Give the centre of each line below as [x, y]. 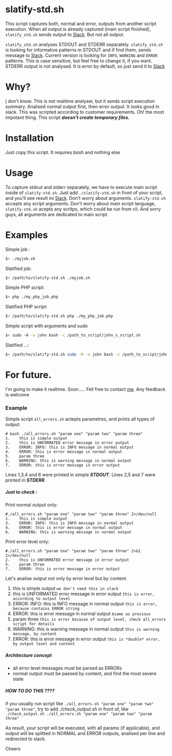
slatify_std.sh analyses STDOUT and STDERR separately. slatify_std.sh [84, 44]
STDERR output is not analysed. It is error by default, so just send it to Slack [85, 66]
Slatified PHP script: [26, 307]
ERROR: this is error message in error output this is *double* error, [86, 639]
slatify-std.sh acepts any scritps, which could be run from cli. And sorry [83, 209]
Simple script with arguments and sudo [47, 326]
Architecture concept [29, 655]
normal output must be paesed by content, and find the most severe [84, 674]
